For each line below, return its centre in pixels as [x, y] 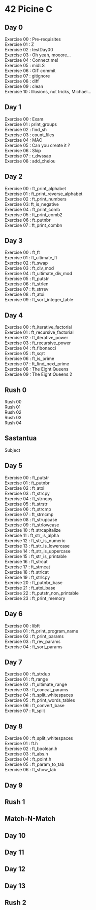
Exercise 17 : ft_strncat [27, 567]
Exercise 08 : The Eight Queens [36, 369]
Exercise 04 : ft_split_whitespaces [39, 695]
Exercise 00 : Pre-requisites [33, 39]
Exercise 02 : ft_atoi [25, 488]
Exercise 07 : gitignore [27, 76]
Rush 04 [13, 423]
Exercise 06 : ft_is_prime [30, 358]
